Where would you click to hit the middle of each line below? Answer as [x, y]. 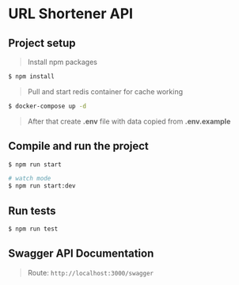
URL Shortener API [70, 14]
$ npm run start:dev [42, 186]
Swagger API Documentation [81, 254]
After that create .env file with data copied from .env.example [129, 121]
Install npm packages [62, 62]
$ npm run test [33, 229]
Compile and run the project [78, 146]
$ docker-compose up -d [47, 106]
